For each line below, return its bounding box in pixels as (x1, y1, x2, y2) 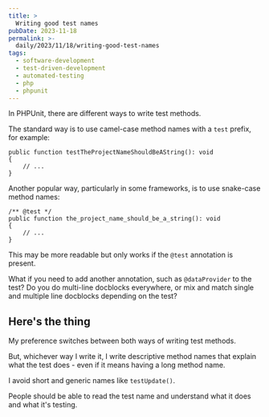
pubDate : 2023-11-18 (8, 27, 78, 35)
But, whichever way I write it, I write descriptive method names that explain (8, 352, 257, 361)
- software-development (15, 57, 95, 65)
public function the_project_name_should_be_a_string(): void (8, 215, 221, 223)
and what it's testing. (8, 400, 78, 410)
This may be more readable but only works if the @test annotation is (8, 250, 234, 260)
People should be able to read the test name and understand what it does (8, 391, 251, 401)
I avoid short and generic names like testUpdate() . (8, 376, 175, 386)
